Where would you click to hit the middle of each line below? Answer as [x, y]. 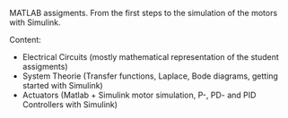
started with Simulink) [62, 85]
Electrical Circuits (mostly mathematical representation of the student [151, 57]
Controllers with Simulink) [70, 105]
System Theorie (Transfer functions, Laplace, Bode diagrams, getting [150, 76]
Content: [26, 40]
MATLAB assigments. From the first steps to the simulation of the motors [144, 13]
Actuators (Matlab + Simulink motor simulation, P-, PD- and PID [139, 95]
